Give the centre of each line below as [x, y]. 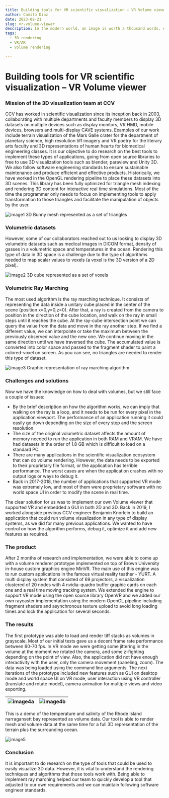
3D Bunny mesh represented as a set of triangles [76, 215]
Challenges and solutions [37, 380]
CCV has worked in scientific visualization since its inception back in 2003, [83, 114]
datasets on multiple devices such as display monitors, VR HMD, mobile [79, 125]
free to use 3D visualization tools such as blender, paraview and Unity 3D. [82, 162]
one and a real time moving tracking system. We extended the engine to [80, 590]
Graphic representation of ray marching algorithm [78, 367]
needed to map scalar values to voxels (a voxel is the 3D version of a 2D [80, 260]
